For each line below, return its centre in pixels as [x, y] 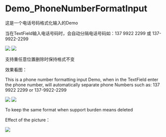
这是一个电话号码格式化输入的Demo [42, 23]
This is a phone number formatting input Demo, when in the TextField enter [82, 79]
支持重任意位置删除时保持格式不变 [40, 59]
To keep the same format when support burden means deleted [69, 109]
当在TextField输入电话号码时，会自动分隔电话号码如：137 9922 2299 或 [78, 33]
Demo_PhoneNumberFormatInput [76, 9]
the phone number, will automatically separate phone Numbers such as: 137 [83, 85]
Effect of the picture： [28, 120]
